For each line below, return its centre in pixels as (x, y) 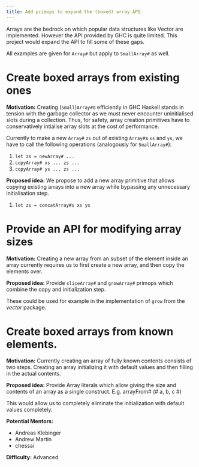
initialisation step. (28, 193)
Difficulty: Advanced (32, 457)
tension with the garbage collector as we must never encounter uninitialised (100, 113)
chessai (25, 446)
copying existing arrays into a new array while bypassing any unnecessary (98, 186)
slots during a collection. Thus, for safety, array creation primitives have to (98, 120)
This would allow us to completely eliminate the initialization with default (95, 403)
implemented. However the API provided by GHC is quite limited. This (92, 35)
